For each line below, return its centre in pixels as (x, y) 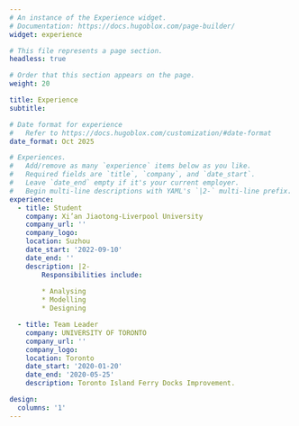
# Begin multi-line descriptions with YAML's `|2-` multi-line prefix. (151, 191)
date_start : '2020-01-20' (74, 367)
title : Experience (44, 100)
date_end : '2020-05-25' (70, 375)
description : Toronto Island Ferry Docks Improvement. (131, 384)
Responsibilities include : (92, 275)
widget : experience (46, 34)
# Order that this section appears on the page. (102, 76)
